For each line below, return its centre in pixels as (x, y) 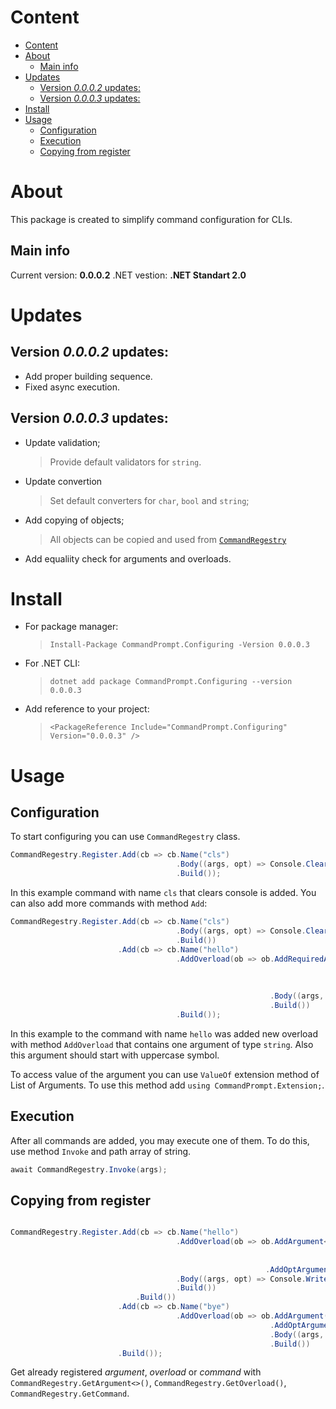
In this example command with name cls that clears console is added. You (163, 893)
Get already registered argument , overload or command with (136, 1372)
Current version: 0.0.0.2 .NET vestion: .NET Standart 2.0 (128, 275)
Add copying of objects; (74, 520)
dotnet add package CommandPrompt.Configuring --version (171, 682)
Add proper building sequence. (88, 376)
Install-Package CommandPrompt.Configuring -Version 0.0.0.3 (179, 645)
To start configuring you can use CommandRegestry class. (125, 837)
